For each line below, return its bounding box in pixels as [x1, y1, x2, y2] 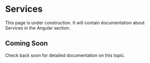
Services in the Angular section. [5, 25, 71, 31]
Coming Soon [5, 39, 48, 48]
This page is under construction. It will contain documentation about [5, 20, 145, 26]
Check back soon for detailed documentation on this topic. [5, 52, 125, 58]
